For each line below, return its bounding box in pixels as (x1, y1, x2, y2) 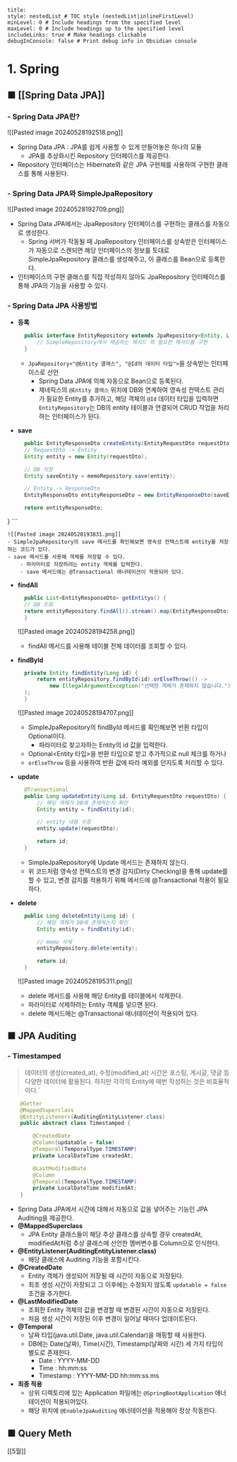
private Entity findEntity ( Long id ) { (24, 669, 138, 676)
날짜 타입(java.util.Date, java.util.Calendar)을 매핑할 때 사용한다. (28, 1331, 207, 1339)
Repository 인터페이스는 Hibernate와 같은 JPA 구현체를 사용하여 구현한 (17, 160, 215, 169)
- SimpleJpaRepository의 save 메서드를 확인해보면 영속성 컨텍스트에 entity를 (7, 538, 217, 546)
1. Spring (7, 61, 60, 77)
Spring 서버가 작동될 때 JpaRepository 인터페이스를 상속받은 (28, 237, 197, 246)
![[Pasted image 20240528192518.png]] (7, 128, 123, 136)
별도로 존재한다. (28, 1348, 72, 1357)
